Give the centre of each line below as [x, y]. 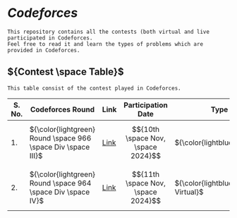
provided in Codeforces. [44, 50]
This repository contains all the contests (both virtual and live [109, 32]
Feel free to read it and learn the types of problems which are [105, 44]
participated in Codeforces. [50, 38]
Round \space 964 [60, 183]
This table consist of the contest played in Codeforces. [94, 88]
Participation [145, 105]
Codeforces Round [62, 109]
